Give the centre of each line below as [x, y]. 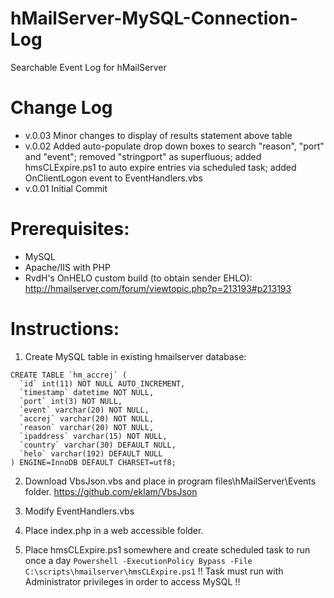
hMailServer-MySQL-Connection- [154, 18]
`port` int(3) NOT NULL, [71, 401]
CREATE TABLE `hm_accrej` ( [69, 375]
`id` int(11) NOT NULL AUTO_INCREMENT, [102, 383]
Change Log [61, 108]
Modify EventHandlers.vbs [79, 511]
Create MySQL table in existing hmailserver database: [135, 356]
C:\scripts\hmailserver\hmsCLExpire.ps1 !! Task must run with [154, 571]
